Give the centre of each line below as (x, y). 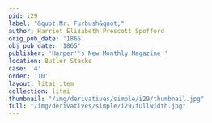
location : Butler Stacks (50, 61)
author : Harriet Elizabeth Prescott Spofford (86, 31)
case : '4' (25, 69)
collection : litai (39, 91)
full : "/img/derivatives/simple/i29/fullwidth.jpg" (97, 106)
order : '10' (28, 76)
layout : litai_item (41, 83)
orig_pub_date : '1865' (47, 38)
